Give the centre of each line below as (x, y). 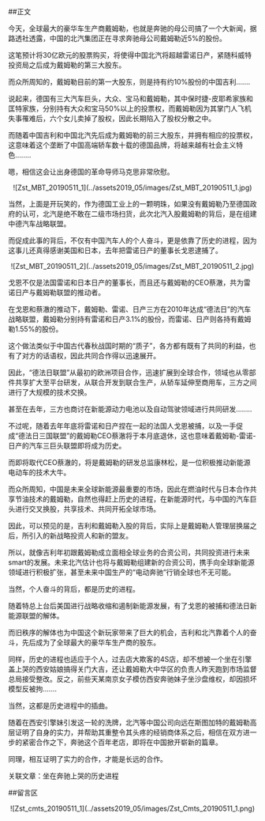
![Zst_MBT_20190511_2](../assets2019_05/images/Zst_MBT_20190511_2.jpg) (132, 266)
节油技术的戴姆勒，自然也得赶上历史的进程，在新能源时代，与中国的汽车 (132, 499)
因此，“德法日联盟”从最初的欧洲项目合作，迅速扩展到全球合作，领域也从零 (129, 373)
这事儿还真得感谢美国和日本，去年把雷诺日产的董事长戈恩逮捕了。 (115, 250)
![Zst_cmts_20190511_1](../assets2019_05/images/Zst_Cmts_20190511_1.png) (132, 808)
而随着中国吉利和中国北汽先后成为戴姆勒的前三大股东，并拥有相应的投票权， (132, 135)
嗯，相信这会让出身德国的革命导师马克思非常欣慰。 (91, 172)
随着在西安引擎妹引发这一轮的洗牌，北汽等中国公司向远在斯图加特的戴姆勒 (129, 723)
